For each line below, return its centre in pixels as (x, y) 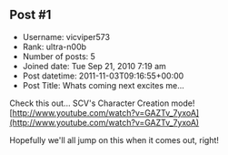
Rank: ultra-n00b (55, 46)
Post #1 (30, 15)
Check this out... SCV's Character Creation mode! (102, 103)
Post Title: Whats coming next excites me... (103, 85)
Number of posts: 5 (59, 56)
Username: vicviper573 (66, 36)
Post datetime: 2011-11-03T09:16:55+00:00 (103, 76)
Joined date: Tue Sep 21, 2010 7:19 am (94, 66)
